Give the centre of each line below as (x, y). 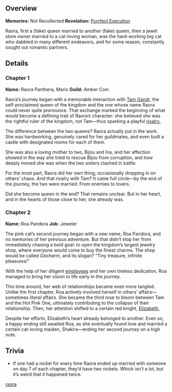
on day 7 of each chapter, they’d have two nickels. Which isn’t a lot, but (88, 369)
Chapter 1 (17, 78)
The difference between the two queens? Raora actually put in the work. (82, 131)
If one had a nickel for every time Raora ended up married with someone (89, 363)
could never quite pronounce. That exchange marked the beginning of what (85, 110)
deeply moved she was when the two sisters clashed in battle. (71, 163)
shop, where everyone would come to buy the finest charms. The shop (80, 250)
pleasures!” (17, 261)
